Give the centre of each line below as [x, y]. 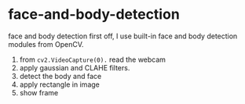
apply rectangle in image [59, 84]
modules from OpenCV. [46, 44]
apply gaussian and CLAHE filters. [75, 67]
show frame [39, 92]
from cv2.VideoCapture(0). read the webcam [93, 59]
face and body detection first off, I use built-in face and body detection [123, 36]
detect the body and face [60, 76]
